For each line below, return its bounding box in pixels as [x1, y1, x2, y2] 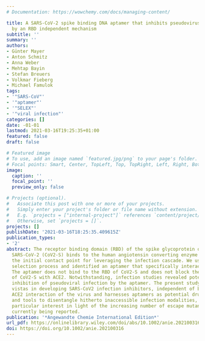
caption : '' [12, 173, 43, 179]
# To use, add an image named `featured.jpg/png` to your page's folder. [6, 156, 198, 162]
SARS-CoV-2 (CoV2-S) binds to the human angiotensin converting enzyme [12, 251, 198, 258]
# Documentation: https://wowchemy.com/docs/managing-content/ [6, 9, 171, 15]
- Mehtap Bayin [6, 65, 45, 71]
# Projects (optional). [6, 195, 67, 201]
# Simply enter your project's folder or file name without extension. [6, 206, 198, 212]
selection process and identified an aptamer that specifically [12, 263, 179, 269]
